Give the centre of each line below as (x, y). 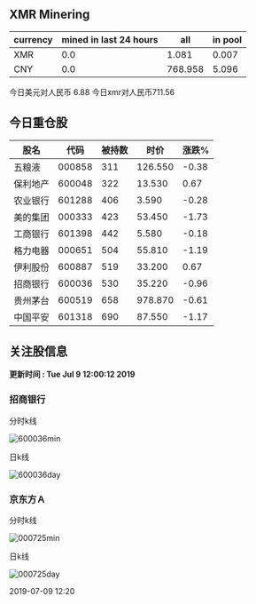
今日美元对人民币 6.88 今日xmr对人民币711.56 (92, 91)
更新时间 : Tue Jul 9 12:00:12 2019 (72, 374)
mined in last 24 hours (110, 39)
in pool (227, 39)
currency (33, 39)
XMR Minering (50, 15)
